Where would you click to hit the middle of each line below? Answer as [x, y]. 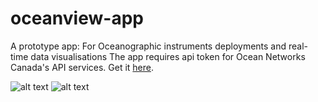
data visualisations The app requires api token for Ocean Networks [168, 56]
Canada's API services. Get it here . [82, 67]
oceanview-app [77, 18]
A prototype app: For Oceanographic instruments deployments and [148, 46]
